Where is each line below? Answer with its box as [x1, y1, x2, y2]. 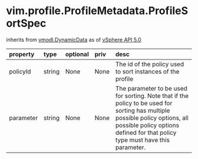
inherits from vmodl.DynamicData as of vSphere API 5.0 [6, 36, 141, 43]
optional [65, 50, 90, 58]
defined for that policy [115, 128, 177, 137]
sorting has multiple [115, 106, 170, 114]
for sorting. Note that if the [115, 91, 189, 100]
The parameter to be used [115, 84, 187, 92]
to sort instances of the [115, 67, 180, 75]
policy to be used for [115, 99, 173, 107]
